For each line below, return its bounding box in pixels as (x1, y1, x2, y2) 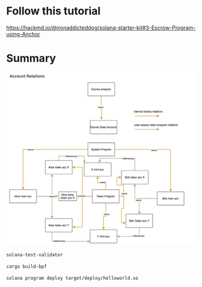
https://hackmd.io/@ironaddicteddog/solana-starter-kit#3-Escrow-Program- (6, 24, 196, 31)
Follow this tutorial (6, 4, 101, 18)
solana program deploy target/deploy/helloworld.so (6, 275, 138, 282)
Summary (6, 52, 56, 65)
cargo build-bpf (6, 264, 47, 270)
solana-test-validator (6, 252, 63, 258)
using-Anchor (6, 30, 40, 37)
